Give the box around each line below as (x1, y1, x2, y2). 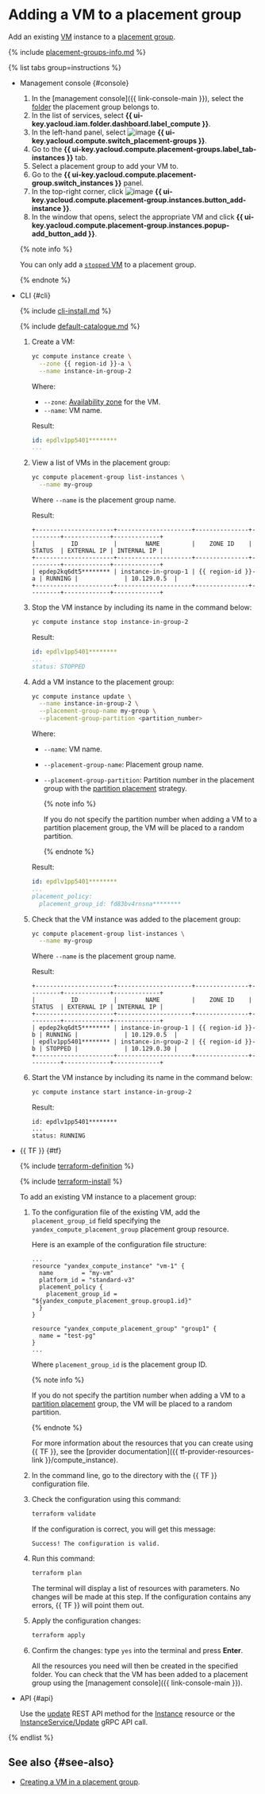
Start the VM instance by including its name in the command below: (31, 1073, 252, 1082)
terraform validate (31, 1510, 97, 1518)
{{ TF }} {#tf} (19, 1146, 62, 1156)
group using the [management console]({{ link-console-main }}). (31, 1678, 244, 1687)
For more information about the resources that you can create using (31, 1438, 254, 1448)
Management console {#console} (19, 78, 129, 88)
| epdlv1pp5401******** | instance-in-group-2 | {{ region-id (31, 1038, 242, 1046)
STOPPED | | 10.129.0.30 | (46, 1045, 179, 1053)
